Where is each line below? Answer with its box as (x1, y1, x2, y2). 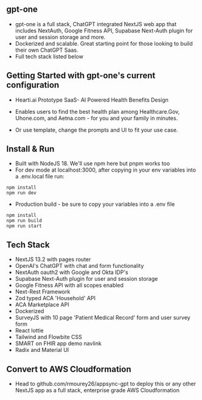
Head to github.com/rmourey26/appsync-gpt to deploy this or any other (15, 380, 197, 388)
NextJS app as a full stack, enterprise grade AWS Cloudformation (15, 387, 179, 394)
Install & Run (6, 144, 55, 154)
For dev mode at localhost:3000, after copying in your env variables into (15, 166, 197, 174)
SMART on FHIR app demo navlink (15, 340, 102, 347)
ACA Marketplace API (15, 301, 69, 309)
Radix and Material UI (15, 346, 69, 354)
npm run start (6, 223, 43, 230)
